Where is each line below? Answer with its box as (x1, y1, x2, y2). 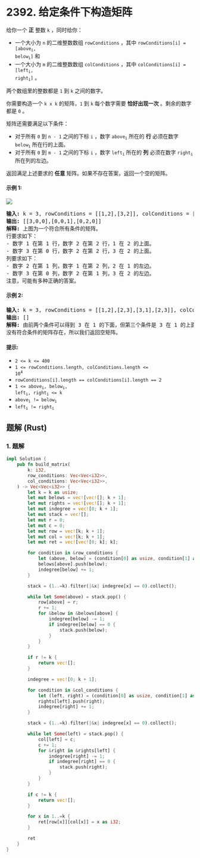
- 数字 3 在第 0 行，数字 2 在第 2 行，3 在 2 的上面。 (6, 247, 155, 254)
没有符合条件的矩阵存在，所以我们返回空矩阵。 (6, 329, 121, 336)
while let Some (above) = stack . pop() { (27, 593, 127, 600)
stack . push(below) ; (59, 627, 108, 633)
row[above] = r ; (37, 599, 79, 605)
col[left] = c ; (37, 736, 76, 742)
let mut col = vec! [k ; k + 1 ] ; (27, 534, 105, 540)
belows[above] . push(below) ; (37, 561, 108, 567)
